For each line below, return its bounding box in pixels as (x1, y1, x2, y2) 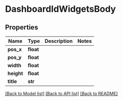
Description (44, 38, 73, 44)
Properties (5, 23, 38, 32)
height (7, 70, 23, 77)
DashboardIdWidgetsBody (5, 3, 116, 15)
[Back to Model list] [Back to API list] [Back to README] (5, 91, 118, 97)
